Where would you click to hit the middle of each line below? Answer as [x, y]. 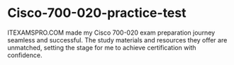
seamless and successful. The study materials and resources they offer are [117, 40]
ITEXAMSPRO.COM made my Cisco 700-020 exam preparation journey [111, 32]
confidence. [25, 55]
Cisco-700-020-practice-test [97, 13]
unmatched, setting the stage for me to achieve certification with [102, 47]
